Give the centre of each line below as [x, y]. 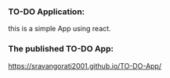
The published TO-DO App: [61, 49]
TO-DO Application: [47, 12]
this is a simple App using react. [60, 29]
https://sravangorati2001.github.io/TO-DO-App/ [85, 66]
